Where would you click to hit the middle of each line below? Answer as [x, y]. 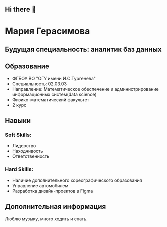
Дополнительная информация [56, 207]
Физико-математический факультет [51, 99]
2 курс [19, 105]
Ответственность [31, 156]
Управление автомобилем [40, 185]
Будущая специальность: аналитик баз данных [83, 49]
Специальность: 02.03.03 [40, 84]
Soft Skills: [18, 135]
